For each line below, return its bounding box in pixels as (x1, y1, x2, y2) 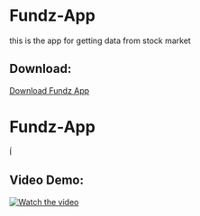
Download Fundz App (9, 85, 90, 95)
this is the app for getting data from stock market (9, 35, 191, 46)
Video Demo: (9, 173, 84, 188)
